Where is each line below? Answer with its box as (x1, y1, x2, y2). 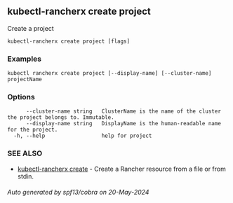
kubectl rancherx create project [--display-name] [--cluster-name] (7, 70, 212, 77)
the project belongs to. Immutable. (7, 114, 114, 121)
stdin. (17, 171, 34, 181)
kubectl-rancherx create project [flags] (7, 38, 131, 45)
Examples (7, 54, 42, 64)
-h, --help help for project (13, 132, 152, 139)
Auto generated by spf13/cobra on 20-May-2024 (7, 188, 149, 197)
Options (7, 92, 35, 102)
